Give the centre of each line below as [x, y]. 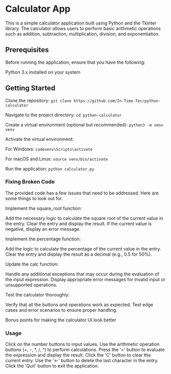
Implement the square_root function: [44, 208]
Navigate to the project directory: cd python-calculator [64, 115]
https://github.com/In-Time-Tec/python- [117, 101]
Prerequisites [27, 50]
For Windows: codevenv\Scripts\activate [49, 149]
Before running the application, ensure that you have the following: [75, 62]
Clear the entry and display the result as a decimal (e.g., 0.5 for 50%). [79, 254]
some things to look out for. [34, 198]
